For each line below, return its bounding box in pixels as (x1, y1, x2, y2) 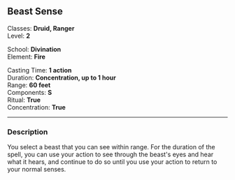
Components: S (7, 88, 52, 96)
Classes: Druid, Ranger (7, 24, 75, 32)
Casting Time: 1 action (7, 66, 72, 74)
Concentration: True (7, 103, 66, 111)
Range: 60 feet (7, 80, 51, 89)
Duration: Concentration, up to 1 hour (7, 73, 117, 82)
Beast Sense (7, 6, 63, 17)
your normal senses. (7, 165, 66, 174)
